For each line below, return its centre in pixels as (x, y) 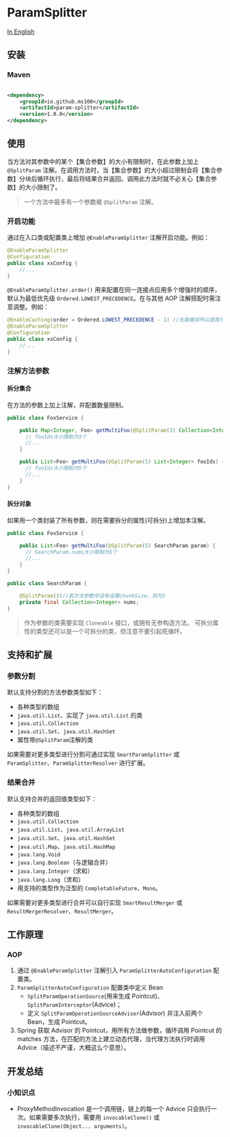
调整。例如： (31, 307)
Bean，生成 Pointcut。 (59, 1022)
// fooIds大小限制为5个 (56, 468)
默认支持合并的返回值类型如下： (52, 799)
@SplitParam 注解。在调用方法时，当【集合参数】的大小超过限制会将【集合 (112, 170)
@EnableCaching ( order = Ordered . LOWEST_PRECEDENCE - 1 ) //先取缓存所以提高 (114, 320)
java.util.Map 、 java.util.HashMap (66, 846)
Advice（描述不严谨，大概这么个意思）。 (73, 1048)
